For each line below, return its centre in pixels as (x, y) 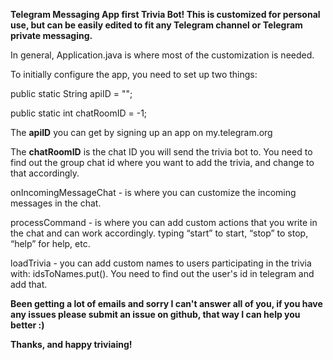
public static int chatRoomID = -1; (79, 113)
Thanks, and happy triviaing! (71, 344)
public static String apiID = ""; (71, 93)
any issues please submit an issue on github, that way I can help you (155, 314)
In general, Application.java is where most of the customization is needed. (162, 55)
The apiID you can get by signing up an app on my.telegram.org (141, 132)
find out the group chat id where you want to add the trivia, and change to (162, 162)
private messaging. (51, 35)
